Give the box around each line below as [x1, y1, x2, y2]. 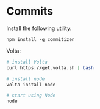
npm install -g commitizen [6, 36, 75, 42]
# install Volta [6, 59, 48, 65]
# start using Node [6, 92, 56, 99]
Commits [6, 4, 54, 18]
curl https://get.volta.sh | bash [6, 64, 95, 71]
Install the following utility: [6, 24, 72, 32]
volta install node [6, 81, 56, 88]
